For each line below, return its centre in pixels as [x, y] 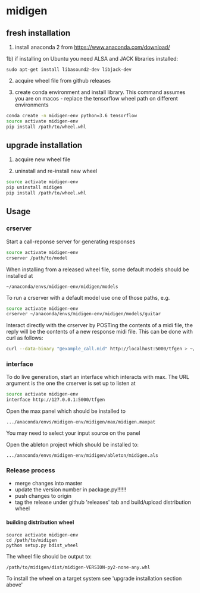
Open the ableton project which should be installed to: [72, 445]
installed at [20, 275]
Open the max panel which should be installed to [66, 411]
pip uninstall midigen [34, 188]
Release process [31, 470]
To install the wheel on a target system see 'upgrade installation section [94, 578]
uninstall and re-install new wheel [56, 171]
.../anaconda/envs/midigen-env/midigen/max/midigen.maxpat [81, 422]
